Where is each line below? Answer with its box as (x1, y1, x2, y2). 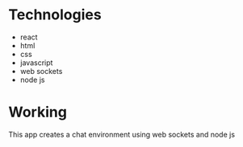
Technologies (8, 6, 103, 24)
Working (8, 103, 67, 121)
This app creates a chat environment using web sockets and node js (8, 129, 236, 139)
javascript (19, 58, 53, 67)
